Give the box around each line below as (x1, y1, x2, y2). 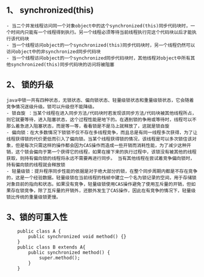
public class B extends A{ (17, 244, 86, 250)
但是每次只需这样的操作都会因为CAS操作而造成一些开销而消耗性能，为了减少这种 (15, 142, 187, 148)
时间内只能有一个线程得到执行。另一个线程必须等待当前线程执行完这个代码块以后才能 (10, 29, 192, 35)
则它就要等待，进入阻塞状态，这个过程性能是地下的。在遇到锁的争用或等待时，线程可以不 (6, 117, 197, 123)
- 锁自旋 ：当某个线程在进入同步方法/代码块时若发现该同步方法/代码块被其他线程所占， (6, 110, 197, 116)
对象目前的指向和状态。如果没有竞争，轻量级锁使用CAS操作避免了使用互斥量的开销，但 (6, 181, 192, 187)
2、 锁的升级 (6, 80, 54, 90)
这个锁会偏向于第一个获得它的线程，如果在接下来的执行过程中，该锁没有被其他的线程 (15, 149, 197, 155)
